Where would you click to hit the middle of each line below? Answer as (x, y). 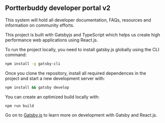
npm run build (20, 106)
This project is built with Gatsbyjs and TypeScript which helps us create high (83, 34)
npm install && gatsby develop (37, 87)
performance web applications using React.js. (52, 40)
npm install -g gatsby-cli (33, 63)
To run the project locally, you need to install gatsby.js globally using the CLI (82, 49)
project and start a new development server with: (55, 78)
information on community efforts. (40, 25)
